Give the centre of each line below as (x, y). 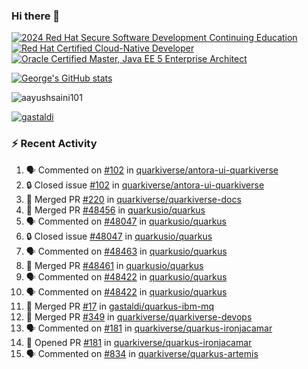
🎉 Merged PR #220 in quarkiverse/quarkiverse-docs (133, 199)
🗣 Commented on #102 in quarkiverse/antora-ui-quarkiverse (152, 170)
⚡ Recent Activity (54, 144)
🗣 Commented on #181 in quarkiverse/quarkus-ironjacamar (149, 328)
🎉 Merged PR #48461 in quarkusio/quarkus (114, 265)
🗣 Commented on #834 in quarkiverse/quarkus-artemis (142, 353)
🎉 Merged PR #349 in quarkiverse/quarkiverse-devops (139, 316)
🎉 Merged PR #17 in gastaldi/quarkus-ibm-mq (120, 306)
